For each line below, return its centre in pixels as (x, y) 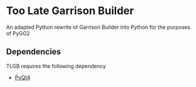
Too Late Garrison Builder (70, 11)
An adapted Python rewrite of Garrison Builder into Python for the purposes (98, 27)
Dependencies (33, 52)
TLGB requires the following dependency (56, 66)
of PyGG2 (18, 33)
